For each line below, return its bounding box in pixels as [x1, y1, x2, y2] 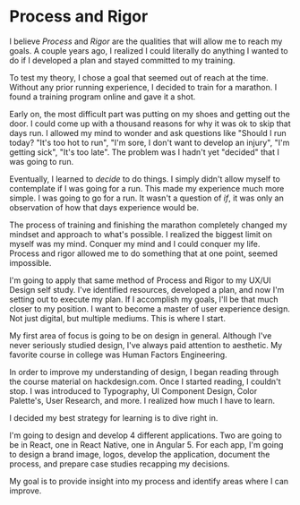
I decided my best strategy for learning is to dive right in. [9, 412, 219, 423]
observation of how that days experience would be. [9, 201, 200, 212]
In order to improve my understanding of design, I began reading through [9, 366, 279, 377]
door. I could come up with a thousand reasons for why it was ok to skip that [9, 118, 291, 129]
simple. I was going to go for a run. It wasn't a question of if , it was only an [9, 193, 284, 203]
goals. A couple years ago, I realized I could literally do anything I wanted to [9, 45, 288, 56]
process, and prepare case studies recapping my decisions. [9, 458, 230, 469]
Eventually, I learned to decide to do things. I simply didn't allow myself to [9, 173, 280, 184]
